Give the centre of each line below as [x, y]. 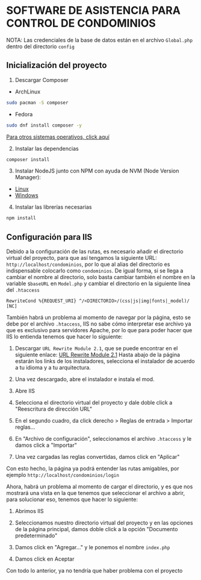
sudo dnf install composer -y [44, 125]
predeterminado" [36, 536]
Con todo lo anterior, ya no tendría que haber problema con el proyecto [94, 571]
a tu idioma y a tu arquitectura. [53, 368]
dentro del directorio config [41, 46]
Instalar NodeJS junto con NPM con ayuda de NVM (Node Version [97, 171]
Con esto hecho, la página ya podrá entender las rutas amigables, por [93, 468]
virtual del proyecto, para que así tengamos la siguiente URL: [82, 258]
